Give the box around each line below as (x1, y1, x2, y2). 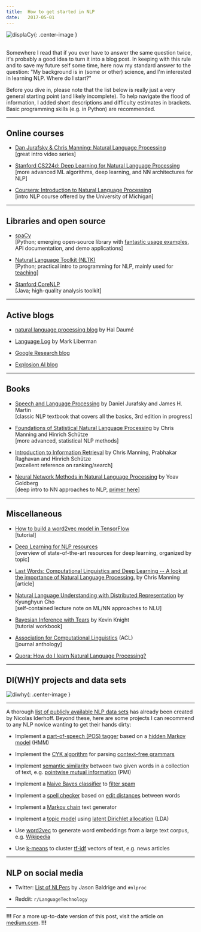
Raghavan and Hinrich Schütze (14, 455, 92, 462)
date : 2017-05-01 (6, 14, 55, 20)
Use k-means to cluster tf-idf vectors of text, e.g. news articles (14, 845, 170, 852)
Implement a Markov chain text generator (14, 803, 117, 811)
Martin (14, 406, 32, 413)
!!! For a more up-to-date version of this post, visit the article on (6, 913, 163, 920)
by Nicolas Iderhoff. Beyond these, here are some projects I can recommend (6, 715, 194, 722)
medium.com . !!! (6, 919, 47, 927)
